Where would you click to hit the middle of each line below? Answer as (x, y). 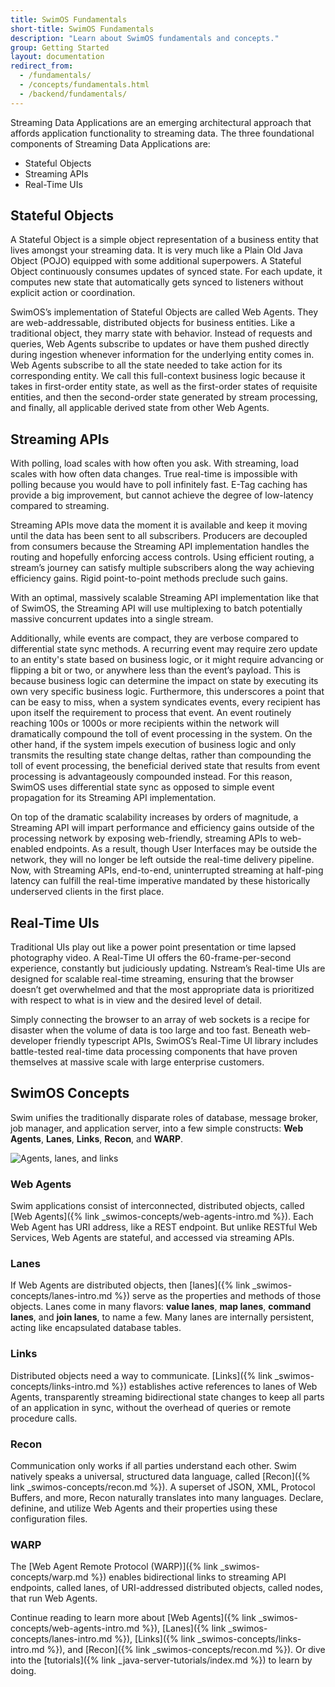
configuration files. (49, 1519)
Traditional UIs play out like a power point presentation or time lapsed (153, 947)
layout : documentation (57, 57)
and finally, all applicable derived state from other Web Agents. (140, 408)
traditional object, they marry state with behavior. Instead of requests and (161, 333)
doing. (23, 1671)
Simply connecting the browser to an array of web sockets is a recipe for (160, 1020)
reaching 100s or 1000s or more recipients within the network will (145, 723)
